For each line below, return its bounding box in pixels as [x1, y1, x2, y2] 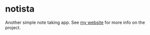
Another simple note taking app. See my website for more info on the [5, 19, 146, 25]
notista [5, 3, 35, 15]
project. [5, 24, 21, 30]
